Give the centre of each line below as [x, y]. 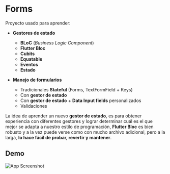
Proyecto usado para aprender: [38, 23]
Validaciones [34, 106]
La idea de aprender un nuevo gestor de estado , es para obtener [74, 116]
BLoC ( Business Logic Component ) [57, 43]
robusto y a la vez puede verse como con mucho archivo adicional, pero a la [85, 132]
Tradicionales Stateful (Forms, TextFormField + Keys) [77, 89]
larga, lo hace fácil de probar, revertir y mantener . [59, 137]
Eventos [29, 64]
